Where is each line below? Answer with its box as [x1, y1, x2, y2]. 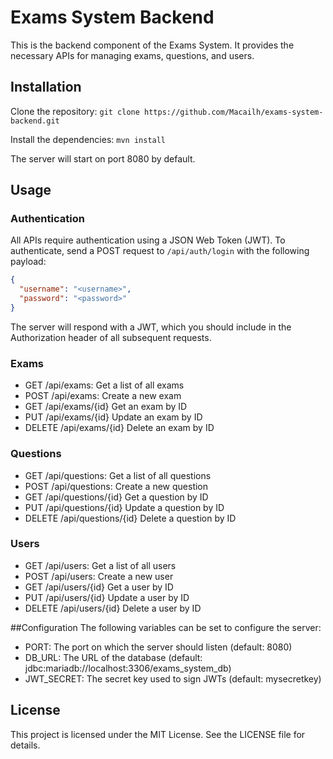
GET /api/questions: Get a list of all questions [24, 469, 212, 481]
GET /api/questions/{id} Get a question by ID [24, 491, 209, 503]
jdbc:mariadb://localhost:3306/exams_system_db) [24, 662, 232, 674]
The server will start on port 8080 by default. [10, 152, 196, 165]
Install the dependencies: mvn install [10, 133, 167, 145]
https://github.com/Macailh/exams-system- [144, 107, 324, 117]
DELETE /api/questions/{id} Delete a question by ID [24, 512, 237, 524]
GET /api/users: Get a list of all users [24, 559, 177, 571]
